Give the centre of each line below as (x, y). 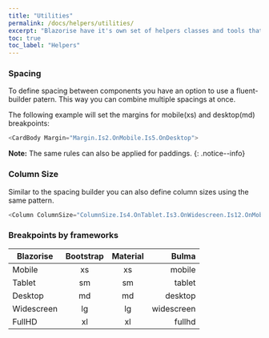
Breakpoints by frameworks (63, 235)
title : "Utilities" (41, 16)
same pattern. (31, 200)
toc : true (25, 38)
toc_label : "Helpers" (44, 46)
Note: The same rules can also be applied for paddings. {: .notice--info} (127, 154)
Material (128, 256)
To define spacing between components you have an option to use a (121, 91)
